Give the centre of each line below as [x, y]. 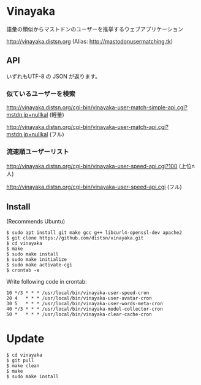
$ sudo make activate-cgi [39, 265]
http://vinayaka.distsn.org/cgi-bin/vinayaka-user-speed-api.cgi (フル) [94, 187]
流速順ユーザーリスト [38, 152]
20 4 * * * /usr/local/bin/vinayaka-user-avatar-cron [79, 298]
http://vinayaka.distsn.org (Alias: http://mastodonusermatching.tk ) [90, 41]
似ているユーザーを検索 [41, 93]
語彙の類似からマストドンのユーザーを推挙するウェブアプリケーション [95, 29]
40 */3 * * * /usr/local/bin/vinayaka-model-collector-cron [85, 309]
